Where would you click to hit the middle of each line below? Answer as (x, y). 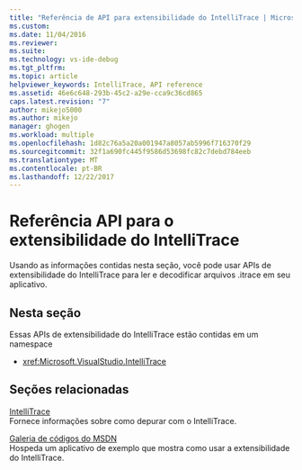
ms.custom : (30, 26)
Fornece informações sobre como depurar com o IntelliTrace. (123, 420)
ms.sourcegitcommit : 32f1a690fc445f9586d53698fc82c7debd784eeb (130, 151)
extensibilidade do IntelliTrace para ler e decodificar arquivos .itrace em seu (150, 275)
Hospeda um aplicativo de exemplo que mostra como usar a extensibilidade (150, 447)
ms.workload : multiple (52, 135)
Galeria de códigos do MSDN (63, 438)
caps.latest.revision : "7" (60, 101)
